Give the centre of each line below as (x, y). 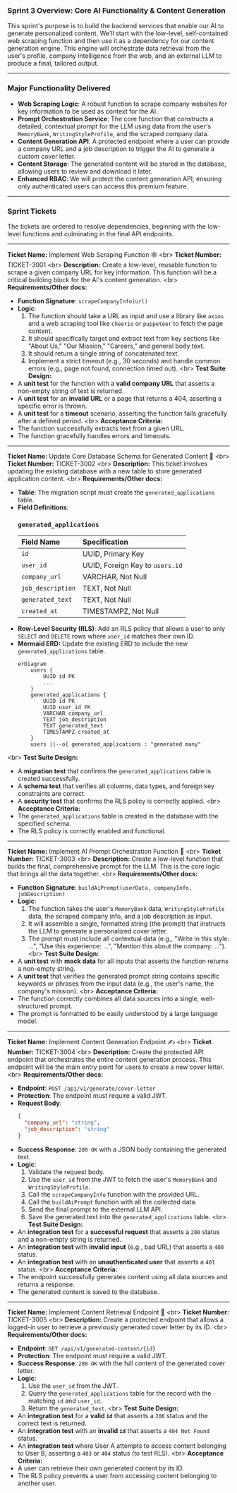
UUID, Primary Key (113, 554)
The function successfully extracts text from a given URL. (101, 428)
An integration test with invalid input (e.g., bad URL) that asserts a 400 (121, 1247)
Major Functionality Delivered (59, 88)
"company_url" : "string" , (62, 1123)
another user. (37, 1483)
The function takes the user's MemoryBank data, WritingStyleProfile (126, 909)
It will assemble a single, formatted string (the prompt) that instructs (127, 924)
